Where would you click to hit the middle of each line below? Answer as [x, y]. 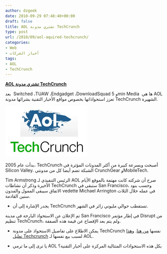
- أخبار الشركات [22, 53]
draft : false [19, 21]
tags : [11, 58]
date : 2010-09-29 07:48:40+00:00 [40, 16]
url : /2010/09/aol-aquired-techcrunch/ [47, 37]
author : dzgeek [21, 11]
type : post [17, 32]
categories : [18, 43]
